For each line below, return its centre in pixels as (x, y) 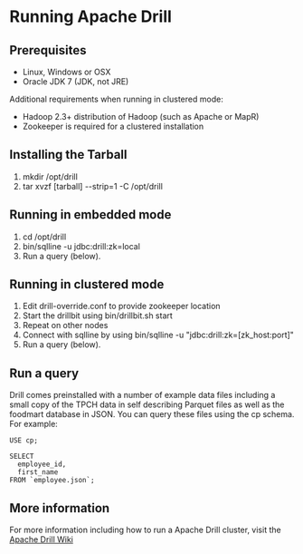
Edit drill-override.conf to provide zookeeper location (121, 306)
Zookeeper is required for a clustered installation (113, 126)
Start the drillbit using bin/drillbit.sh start (98, 316)
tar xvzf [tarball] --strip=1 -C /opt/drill (92, 186)
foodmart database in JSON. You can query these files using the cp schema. (152, 414)
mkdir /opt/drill (50, 176)
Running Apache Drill (90, 17)
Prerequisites (48, 50)
